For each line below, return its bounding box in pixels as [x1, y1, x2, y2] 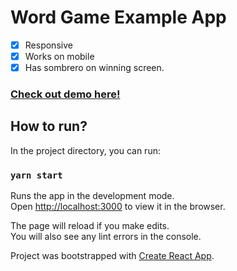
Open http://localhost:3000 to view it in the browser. [10, 201, 226, 213]
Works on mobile [24, 51, 95, 62]
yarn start [10, 169, 63, 181]
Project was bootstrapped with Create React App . [10, 250, 215, 262]
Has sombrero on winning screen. [24, 62, 165, 74]
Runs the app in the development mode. [10, 190, 175, 202]
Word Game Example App [10, 6, 227, 29]
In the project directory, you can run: [10, 144, 161, 156]
